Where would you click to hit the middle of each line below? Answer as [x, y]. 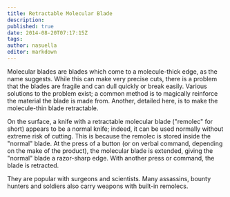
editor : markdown [32, 52]
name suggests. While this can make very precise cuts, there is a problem [112, 79]
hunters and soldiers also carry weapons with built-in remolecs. [98, 186]
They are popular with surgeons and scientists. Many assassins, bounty [109, 178]
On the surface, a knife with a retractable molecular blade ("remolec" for [110, 121]
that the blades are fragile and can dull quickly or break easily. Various [107, 86]
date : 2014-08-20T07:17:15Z [48, 33]
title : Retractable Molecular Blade [60, 13]
